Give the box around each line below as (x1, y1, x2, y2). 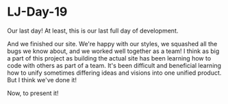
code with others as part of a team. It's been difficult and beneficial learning (7, 61, 221, 69)
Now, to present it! (7, 89, 59, 97)
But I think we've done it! (7, 75, 77, 84)
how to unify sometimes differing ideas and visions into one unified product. (7, 69, 222, 77)
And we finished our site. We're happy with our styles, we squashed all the (7, 39, 218, 48)
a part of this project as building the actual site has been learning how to (7, 54, 212, 62)
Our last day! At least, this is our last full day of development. (7, 27, 179, 35)
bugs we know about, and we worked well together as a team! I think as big (7, 47, 220, 55)
